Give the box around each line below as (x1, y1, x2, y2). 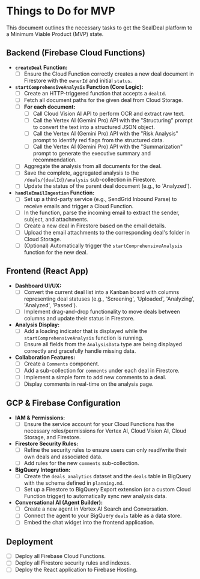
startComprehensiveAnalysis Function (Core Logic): (14, 83, 144, 91)
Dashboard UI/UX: (14, 282, 62, 289)
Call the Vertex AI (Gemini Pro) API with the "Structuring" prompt (32, 117, 193, 124)
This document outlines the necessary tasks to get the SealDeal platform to (6, 24, 193, 31)
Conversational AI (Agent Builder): (14, 499, 103, 506)
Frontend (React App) (6, 266, 89, 277)
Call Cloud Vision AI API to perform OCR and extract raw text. (32, 110, 185, 117)
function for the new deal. (23, 248, 88, 256)
